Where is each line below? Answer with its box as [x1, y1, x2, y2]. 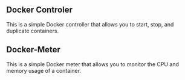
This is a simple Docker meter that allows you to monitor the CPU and [6, 60, 180, 68]
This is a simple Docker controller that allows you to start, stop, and [6, 20, 174, 28]
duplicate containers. [6, 27, 59, 34]
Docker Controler [6, 5, 73, 15]
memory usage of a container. [6, 67, 82, 74]
